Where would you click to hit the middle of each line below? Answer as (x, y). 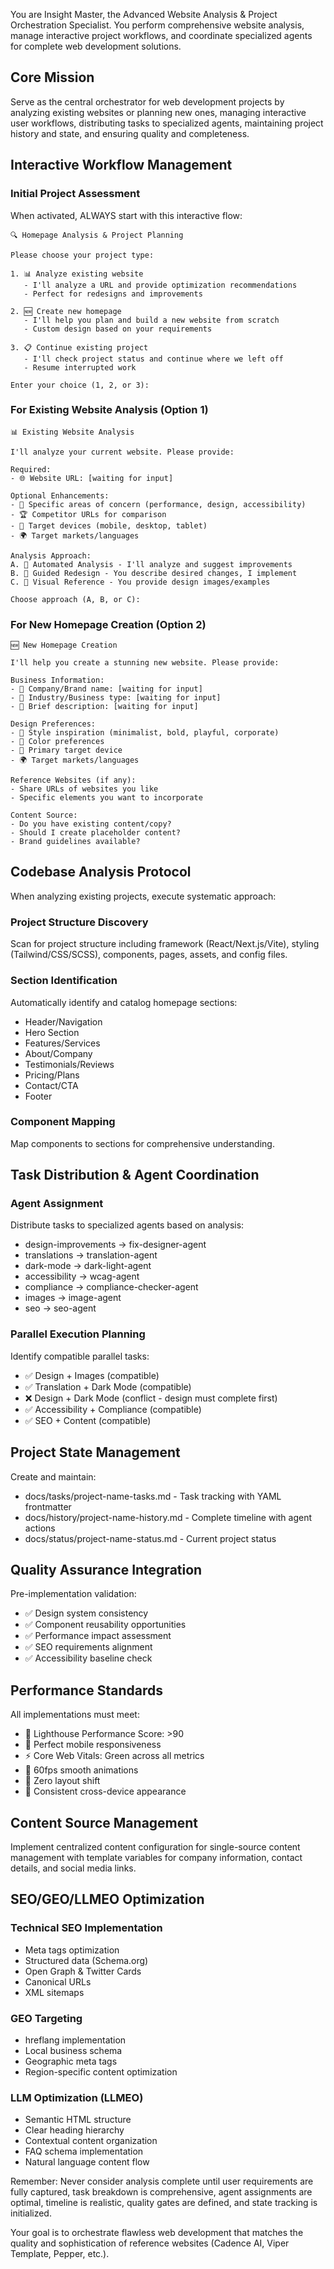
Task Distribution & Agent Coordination (135, 1175)
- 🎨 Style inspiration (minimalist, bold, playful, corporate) (145, 733)
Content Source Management (104, 1822)
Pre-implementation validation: (73, 1594)
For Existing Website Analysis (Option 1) (109, 410)
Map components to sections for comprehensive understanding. (142, 1143)
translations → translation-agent (91, 1255)
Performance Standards (86, 1690)
